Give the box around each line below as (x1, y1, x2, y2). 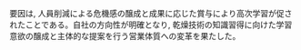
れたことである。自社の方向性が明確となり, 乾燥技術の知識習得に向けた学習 (9, 19, 293, 30)
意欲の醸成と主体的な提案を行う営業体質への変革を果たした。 (9, 31, 241, 41)
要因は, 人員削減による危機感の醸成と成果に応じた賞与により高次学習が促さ (9, 8, 293, 18)
